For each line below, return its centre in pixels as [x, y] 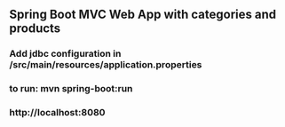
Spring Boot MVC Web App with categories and [143, 15]
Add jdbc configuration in [65, 54]
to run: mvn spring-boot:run [71, 89]
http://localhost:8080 [57, 113]
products [35, 29]
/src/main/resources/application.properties [106, 65]
